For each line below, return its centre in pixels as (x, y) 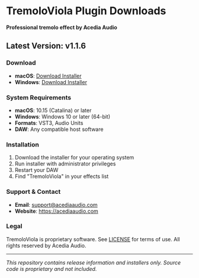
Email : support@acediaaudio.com (56, 204)
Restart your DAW (36, 170)
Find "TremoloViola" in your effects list (62, 177)
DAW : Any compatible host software (59, 129)
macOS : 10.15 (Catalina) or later (53, 110)
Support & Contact (33, 192)
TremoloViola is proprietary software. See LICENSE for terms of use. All (93, 239)
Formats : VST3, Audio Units (49, 123)
